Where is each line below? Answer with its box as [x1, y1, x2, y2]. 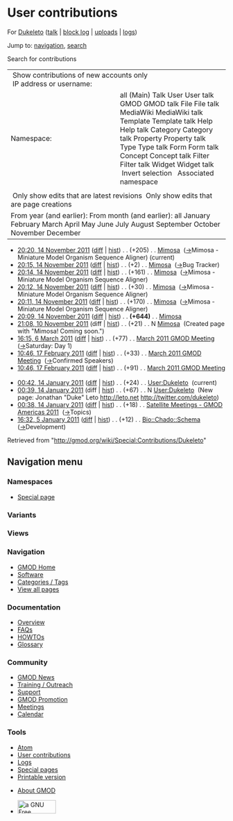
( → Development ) [17, 422, 66, 431]
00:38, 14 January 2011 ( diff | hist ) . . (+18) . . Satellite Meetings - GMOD [17, 400, 223, 408]
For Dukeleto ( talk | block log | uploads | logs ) [7, 28, 137, 36]
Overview [17, 619, 45, 627]
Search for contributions [7, 54, 77, 63]
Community [7, 657, 48, 667]
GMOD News [17, 673, 55, 682]
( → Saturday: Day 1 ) [17, 341, 73, 349]
